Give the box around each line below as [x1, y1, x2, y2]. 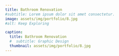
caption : [5, 30, 23, 35]
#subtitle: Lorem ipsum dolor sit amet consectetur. [5, 12, 115, 17]
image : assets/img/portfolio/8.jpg [5, 16, 78, 21]
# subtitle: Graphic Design [9, 39, 69, 44]
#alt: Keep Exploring [5, 21, 49, 26]
